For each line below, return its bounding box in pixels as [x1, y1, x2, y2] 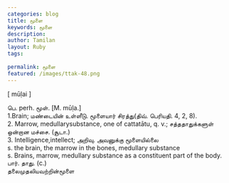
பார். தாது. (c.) [7, 158, 48, 167]
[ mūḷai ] [7, 90, 32, 98]
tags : [7, 51, 23, 58]
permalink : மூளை [7, 63, 55, 70]
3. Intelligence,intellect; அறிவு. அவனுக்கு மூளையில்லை [7, 135, 159, 144]
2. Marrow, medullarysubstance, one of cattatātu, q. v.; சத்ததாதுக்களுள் [7, 119, 214, 128]
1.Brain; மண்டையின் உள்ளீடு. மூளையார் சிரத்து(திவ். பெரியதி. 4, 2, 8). [7, 111, 198, 120]
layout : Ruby [7, 43, 46, 51]
